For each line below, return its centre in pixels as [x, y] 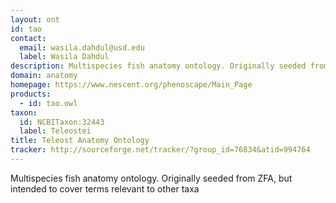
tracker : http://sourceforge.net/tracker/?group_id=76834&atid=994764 [160, 150]
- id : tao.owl [48, 103]
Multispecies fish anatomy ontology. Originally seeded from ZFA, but [151, 178]
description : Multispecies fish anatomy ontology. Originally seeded [158, 66]
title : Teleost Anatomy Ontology [80, 141]
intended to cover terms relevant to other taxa [105, 188]
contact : [28, 38]
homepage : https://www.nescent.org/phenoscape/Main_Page [131, 85]
